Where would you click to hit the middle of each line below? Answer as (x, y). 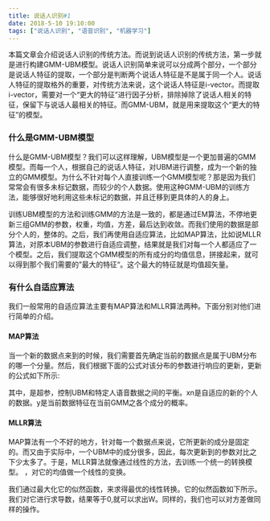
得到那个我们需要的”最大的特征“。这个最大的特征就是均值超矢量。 (124, 264)
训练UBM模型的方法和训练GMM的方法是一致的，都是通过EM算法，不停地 (129, 214)
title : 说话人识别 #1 (39, 16)
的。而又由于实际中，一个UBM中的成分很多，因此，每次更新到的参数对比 (129, 452)
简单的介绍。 (36, 316)
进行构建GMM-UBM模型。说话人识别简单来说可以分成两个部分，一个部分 (136, 64)
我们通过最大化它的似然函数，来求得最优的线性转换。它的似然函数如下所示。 (135, 489)
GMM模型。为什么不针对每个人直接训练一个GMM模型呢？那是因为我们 (139, 177)
